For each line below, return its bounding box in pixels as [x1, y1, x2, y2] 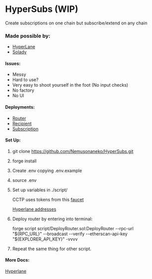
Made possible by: [5, 32, 51, 39]
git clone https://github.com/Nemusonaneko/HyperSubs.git [12, 148, 134, 154]
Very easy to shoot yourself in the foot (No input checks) [12, 82, 129, 88]
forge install [12, 158, 37, 164]
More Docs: [5, 257, 30, 263]
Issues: [5, 60, 21, 66]
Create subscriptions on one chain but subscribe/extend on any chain [5, 20, 148, 26]
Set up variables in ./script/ [12, 187, 68, 193]
